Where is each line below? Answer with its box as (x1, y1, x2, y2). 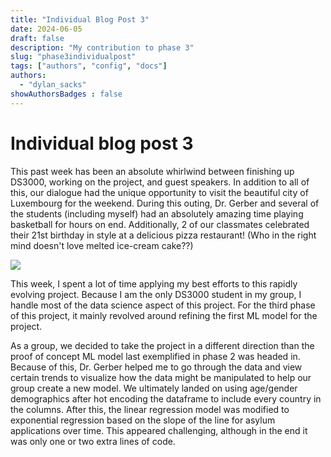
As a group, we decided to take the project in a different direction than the (10, 339, 315, 351)
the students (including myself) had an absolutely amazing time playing (10, 207, 304, 220)
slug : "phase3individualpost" (10, 52, 137, 62)
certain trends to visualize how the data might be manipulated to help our (10, 371, 312, 383)
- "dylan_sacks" (19, 80, 87, 90)
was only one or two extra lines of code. (10, 435, 176, 447)
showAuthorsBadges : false (10, 89, 123, 99)
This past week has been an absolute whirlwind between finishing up (10, 165, 295, 177)
